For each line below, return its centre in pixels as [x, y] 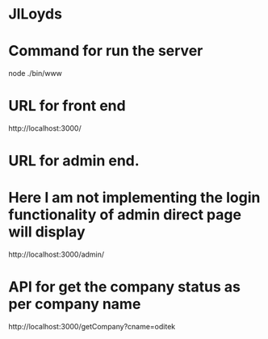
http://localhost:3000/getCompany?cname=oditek [92, 327]
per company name [75, 304]
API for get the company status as [124, 287]
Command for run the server [106, 51]
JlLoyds [36, 14]
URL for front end [67, 106]
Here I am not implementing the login [134, 198]
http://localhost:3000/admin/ [57, 254]
